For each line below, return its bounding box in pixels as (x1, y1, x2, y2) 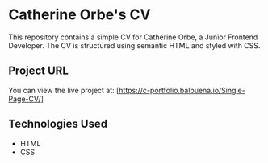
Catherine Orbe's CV (8, 6, 151, 24)
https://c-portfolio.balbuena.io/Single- (118, 85, 246, 95)
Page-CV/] (8, 94, 44, 104)
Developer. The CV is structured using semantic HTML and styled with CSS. (8, 40, 261, 50)
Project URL (8, 64, 69, 78)
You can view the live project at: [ (8, 85, 119, 95)
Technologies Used (8, 117, 107, 131)
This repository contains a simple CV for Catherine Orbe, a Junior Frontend (8, 32, 258, 42)
